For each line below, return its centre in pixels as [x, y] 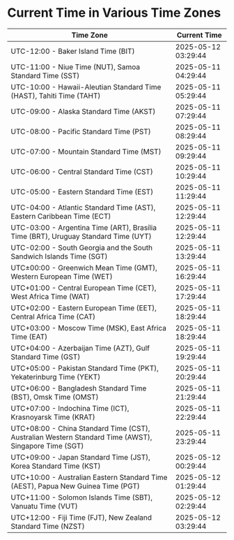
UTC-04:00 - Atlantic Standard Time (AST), [83, 207]
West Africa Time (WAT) [50, 296]
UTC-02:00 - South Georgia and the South [82, 247]
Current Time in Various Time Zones [114, 13]
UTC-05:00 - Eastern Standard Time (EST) [82, 191]
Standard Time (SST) [45, 75]
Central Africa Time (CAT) [53, 316]
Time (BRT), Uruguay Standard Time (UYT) [81, 236]
